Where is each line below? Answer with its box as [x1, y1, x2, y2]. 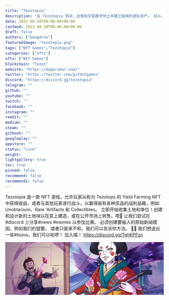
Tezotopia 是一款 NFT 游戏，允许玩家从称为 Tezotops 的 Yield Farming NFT [5, 193, 161, 199]
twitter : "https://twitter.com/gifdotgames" [5, 72, 100, 77]
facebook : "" [5, 104, 33, 109]
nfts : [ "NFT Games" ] [5, 56, 49, 61]
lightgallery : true [5, 157, 46, 163]
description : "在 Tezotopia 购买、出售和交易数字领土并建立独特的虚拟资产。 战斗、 [5, 13, 165, 19]
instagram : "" [5, 109, 35, 115]
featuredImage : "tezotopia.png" [5, 40, 73, 45]
